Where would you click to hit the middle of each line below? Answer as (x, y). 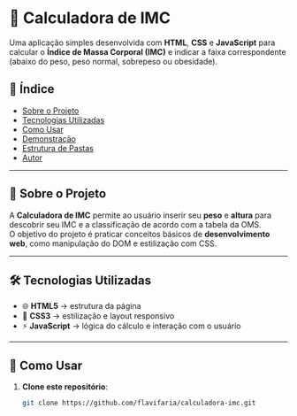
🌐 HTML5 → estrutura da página (81, 306)
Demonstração (49, 139)
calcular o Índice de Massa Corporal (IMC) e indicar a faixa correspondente (148, 51)
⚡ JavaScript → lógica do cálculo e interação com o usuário (131, 326)
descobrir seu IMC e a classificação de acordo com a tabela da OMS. (136, 224)
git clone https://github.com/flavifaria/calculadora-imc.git (139, 403)
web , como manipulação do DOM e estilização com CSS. (113, 243)
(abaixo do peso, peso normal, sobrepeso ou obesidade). (114, 61)
